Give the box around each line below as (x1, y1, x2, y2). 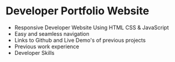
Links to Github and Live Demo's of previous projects (14, 36, 146, 44)
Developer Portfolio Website (5, 4, 150, 18)
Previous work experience (14, 43, 79, 50)
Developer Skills (14, 49, 55, 56)
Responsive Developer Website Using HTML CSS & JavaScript (14, 24, 169, 31)
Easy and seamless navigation (14, 30, 90, 37)
